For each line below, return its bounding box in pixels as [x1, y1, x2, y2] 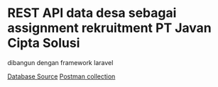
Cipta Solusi [7, 35, 80, 51]
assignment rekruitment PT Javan [7, 20, 212, 36]
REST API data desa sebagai [7, 5, 177, 21]
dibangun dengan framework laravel [7, 58, 114, 66]
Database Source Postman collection [7, 72, 116, 81]
